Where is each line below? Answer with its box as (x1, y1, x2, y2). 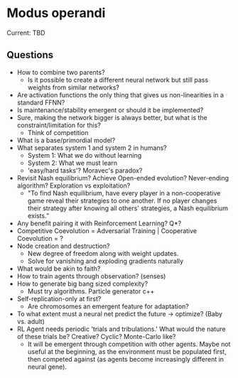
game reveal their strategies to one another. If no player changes (27, 196, 217, 205)
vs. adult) (16, 317, 45, 325)
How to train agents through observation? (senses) (16, 271, 166, 280)
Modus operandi (6, 5, 106, 21)
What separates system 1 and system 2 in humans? (16, 144, 168, 152)
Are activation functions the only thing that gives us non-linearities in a (16, 90, 225, 99)
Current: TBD (6, 28, 45, 37)
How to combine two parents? (16, 67, 105, 76)
